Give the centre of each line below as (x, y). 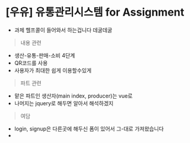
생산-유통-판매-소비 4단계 (45, 55)
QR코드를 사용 (31, 63)
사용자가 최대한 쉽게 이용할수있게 (53, 70)
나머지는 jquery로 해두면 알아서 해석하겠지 (64, 103)
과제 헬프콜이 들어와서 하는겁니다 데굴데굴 (63, 30)
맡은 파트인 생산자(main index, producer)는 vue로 (73, 96)
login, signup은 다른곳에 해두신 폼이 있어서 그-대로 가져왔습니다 (89, 129)
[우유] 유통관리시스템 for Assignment (95, 12)
